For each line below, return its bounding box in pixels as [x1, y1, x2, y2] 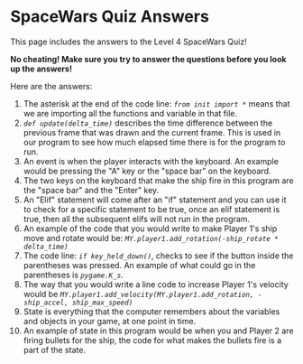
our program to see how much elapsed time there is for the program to [23, 136, 286, 147]
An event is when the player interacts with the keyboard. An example [23, 155, 279, 166]
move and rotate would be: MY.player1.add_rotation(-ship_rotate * [23, 232, 279, 243]
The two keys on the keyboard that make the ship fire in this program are [23, 174, 294, 186]
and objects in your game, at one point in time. [23, 315, 197, 326]
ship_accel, [23, 298, 69, 307]
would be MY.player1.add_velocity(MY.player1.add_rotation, [23, 288, 254, 299]
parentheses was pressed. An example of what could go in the [23, 259, 256, 270]
